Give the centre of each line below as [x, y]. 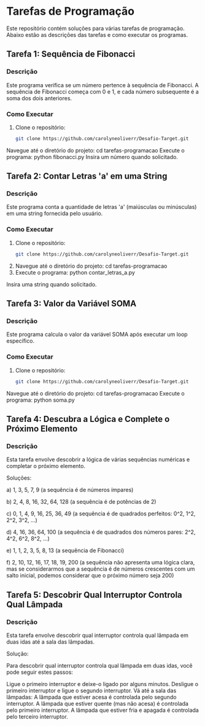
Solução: [17, 654]
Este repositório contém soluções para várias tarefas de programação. [96, 28]
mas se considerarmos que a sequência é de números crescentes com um [101, 569]
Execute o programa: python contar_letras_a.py [75, 272]
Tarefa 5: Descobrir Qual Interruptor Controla [94, 595]
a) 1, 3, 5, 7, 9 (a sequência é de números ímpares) [70, 490]
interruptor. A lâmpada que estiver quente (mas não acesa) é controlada [98, 703]
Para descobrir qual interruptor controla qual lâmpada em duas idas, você [100, 665]
